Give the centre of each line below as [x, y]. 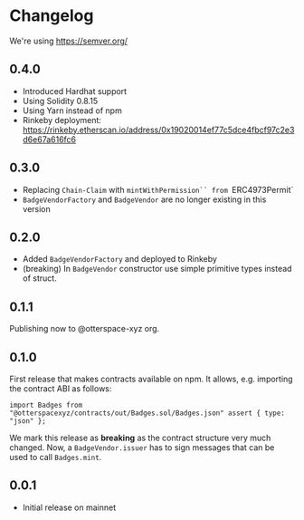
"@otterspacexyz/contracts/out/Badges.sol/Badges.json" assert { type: [147, 413]
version [37, 208]
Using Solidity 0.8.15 [60, 101]
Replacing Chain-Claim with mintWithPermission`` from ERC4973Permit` [158, 189]
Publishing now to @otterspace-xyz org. [85, 329]
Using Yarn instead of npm [72, 111]
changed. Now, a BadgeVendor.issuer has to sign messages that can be [142, 448]
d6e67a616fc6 [49, 139]
